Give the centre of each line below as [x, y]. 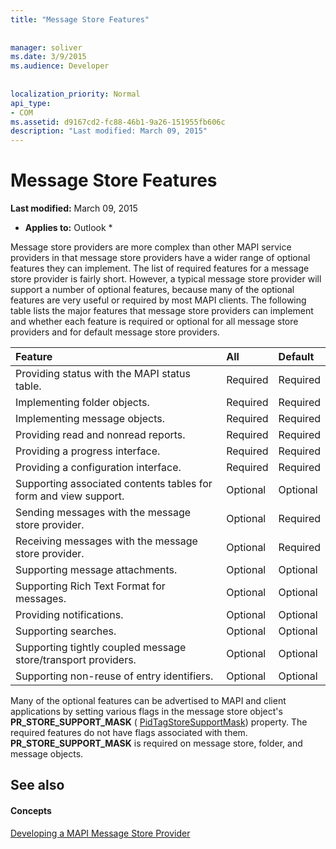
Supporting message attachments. [96, 570]
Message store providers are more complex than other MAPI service [151, 247]
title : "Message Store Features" [80, 19]
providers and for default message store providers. [115, 332]
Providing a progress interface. [88, 451]
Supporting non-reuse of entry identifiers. [114, 676]
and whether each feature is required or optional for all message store [154, 322]
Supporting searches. [66, 631]
